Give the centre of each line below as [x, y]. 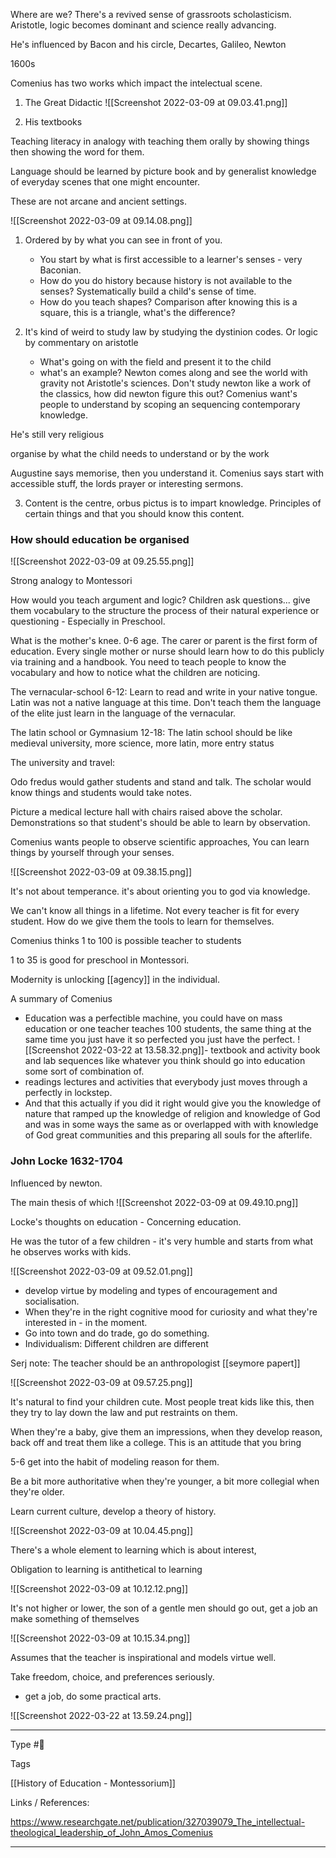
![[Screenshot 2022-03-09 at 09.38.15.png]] [101, 872]
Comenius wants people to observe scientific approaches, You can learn [160, 842]
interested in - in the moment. [86, 1322]
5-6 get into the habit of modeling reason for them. [115, 1461]
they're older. [37, 1491]
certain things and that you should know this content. [134, 513]
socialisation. [52, 1301]
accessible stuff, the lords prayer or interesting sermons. [127, 483]
